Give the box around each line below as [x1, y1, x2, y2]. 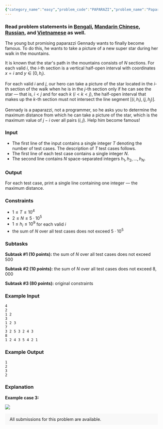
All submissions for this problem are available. [9, 416, 101, 422]
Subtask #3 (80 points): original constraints [5, 280, 94, 286]
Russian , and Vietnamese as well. [5, 29, 86, 36]
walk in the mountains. [5, 50, 50, 56]
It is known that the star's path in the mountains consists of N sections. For [5, 60, 155, 66]
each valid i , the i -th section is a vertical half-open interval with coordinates [5, 65, 156, 71]
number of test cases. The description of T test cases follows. [12, 145, 136, 151]
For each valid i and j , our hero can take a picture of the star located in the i [5, 81, 155, 86]
